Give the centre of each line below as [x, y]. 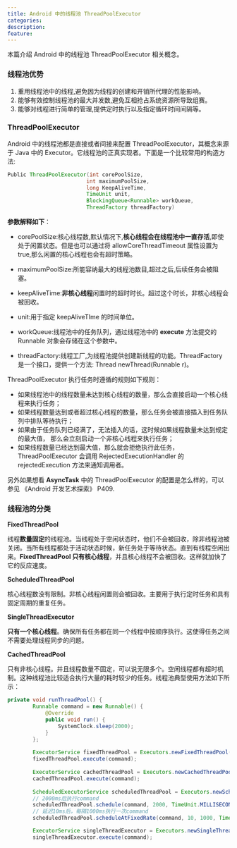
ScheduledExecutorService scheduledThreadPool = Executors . [123, 792]
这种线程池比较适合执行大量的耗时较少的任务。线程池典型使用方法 [115, 678]
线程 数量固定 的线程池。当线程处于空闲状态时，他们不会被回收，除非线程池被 [119, 539]
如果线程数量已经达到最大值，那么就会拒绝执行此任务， [98, 448]
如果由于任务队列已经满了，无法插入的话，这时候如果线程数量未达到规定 [122, 430]
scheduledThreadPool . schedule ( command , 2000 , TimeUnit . [116, 805]
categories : [25, 20]
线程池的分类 [29, 509]
